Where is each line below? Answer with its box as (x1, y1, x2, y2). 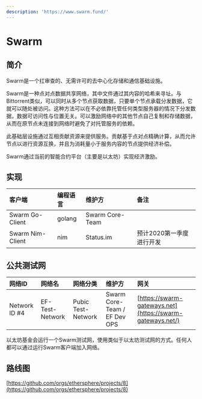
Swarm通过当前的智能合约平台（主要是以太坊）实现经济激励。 (6, 152, 161, 160)
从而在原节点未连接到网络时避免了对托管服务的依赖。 (6, 119, 138, 127)
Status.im (85, 233, 112, 242)
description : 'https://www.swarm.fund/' (6, 8, 109, 15)
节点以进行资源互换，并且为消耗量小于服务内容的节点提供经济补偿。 (6, 140, 175, 147)
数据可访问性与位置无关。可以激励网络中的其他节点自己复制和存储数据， (16, 112, 196, 119)
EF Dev (105, 313, 126, 321)
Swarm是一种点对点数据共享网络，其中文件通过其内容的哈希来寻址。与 (6, 89, 182, 97)
